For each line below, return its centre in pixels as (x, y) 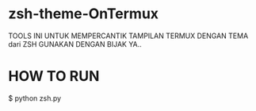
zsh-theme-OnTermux (84, 14)
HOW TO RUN (54, 77)
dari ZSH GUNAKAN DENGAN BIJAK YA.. (75, 44)
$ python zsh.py (35, 98)
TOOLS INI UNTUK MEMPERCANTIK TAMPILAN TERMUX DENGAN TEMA (128, 36)
